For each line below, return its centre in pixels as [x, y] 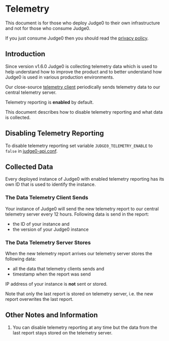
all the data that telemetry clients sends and [58, 268]
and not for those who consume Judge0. [48, 28]
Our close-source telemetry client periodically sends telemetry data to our [83, 87]
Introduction [25, 54]
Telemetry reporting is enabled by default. [49, 102]
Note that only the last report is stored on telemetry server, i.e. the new [79, 294]
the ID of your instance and [41, 224]
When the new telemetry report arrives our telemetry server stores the [79, 253]
